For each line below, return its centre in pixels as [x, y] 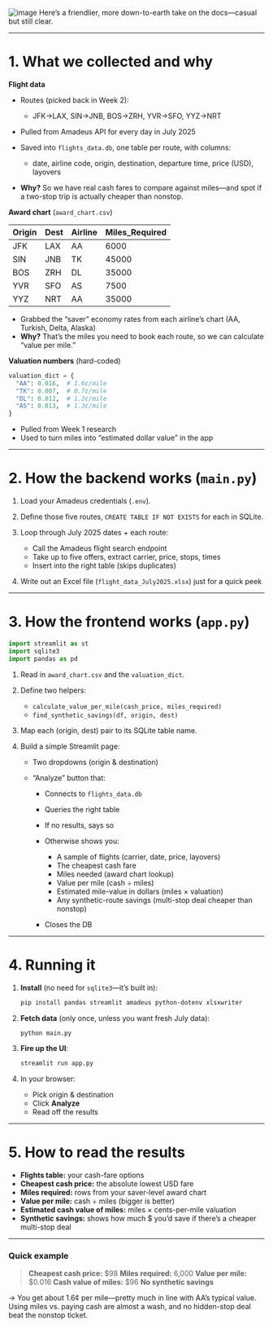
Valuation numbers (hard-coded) [65, 361]
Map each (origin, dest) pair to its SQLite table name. [108, 730]
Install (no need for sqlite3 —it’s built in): [89, 987]
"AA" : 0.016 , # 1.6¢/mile [61, 383]
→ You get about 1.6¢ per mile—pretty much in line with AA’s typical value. [133, 1298]
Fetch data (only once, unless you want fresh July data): [115, 1018]
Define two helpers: [53, 690]
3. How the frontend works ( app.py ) [129, 622]
